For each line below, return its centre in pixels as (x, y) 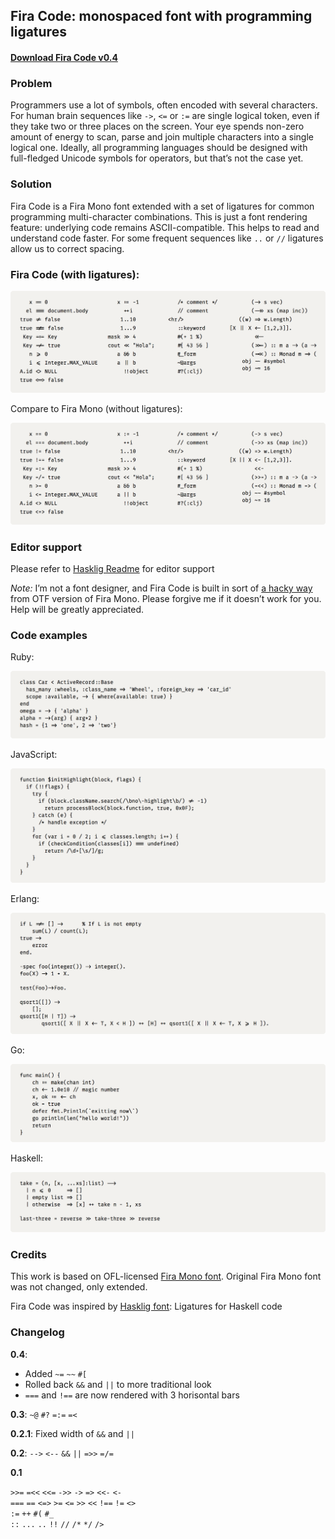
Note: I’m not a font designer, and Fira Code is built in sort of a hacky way (161, 588)
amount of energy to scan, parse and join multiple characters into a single (162, 137)
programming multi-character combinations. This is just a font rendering (159, 216)
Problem (31, 83)
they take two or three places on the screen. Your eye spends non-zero (157, 126)
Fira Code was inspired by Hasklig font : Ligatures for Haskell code (146, 1306)
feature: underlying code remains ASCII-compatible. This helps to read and (165, 227)
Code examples (49, 635)
